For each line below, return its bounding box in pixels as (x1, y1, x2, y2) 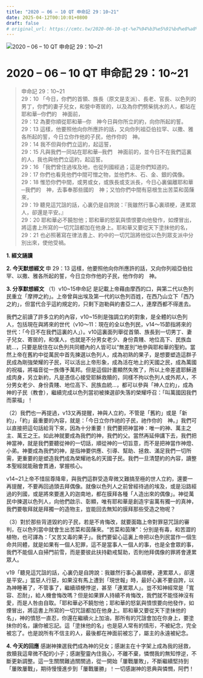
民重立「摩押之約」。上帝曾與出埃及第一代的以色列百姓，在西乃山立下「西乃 (6, 293, 195, 300)
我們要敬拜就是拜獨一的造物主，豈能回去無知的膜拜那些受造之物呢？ (6, 505, 176, 513)
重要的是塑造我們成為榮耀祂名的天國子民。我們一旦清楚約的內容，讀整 (22, 455, 197, 462)
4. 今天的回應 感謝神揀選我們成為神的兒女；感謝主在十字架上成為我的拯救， (6, 642, 195, 650)
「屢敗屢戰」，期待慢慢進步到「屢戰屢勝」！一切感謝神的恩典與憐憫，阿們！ (6, 665, 195, 673)
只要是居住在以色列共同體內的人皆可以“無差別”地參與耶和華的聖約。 (21, 343, 190, 351)
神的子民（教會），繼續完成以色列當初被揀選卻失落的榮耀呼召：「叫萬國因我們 (6, 389, 197, 397)
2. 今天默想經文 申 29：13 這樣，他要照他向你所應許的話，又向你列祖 (6, 265, 177, 272)
